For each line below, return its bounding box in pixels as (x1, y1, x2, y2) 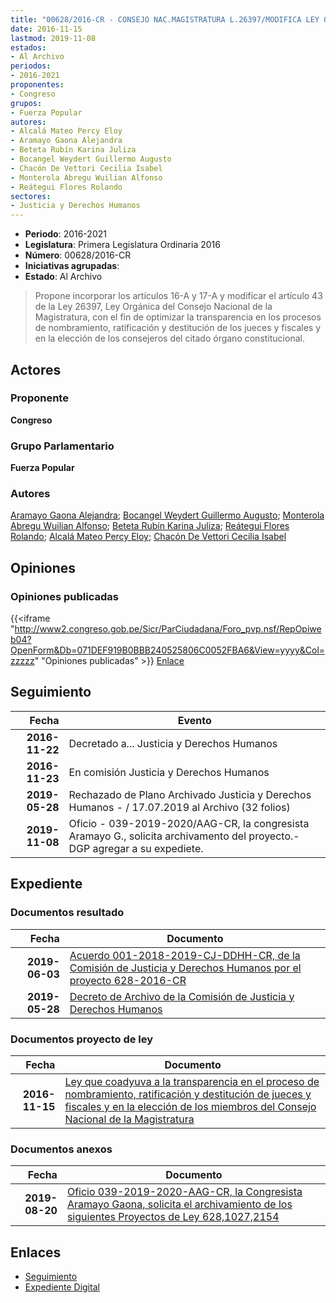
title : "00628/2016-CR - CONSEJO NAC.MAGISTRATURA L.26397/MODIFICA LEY (10, 14, 320, 25)
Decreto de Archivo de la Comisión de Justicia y (69, 989, 295, 1003)
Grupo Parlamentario (10, 439, 115, 453)
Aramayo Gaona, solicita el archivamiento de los (66, 1197, 293, 1211)
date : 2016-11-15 (10, 24, 83, 34)
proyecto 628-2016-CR (69, 973, 187, 987)
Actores (10, 361, 62, 378)
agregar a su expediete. (92, 841, 204, 855)
